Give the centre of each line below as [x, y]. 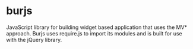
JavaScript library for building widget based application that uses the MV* [97, 27]
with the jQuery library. [34, 40]
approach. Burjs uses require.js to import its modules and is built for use [94, 33]
